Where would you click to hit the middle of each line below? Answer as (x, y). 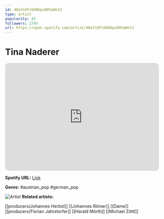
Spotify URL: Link (23, 178)
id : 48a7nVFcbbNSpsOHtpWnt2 (34, 10)
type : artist (18, 14)
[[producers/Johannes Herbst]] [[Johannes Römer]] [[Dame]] (67, 206)
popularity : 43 (20, 19)
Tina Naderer (32, 52)
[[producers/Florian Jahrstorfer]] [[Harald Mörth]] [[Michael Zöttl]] (72, 212)
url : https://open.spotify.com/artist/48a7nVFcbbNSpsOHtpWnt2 (70, 28)
